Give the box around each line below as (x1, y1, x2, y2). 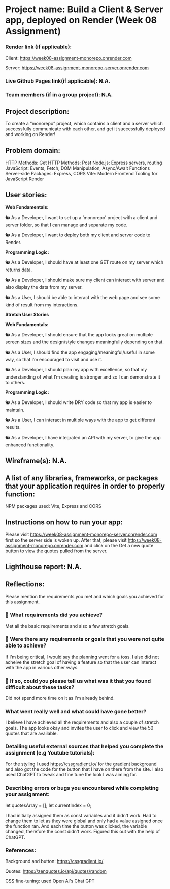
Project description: (5, 107, 70, 116)
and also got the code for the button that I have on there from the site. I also (5, 766, 164, 772)
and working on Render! (5, 131, 56, 138)
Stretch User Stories (5, 311, 49, 317)
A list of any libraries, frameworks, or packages (5, 474, 158, 482)
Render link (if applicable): (5, 43, 72, 50)
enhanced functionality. (5, 442, 55, 448)
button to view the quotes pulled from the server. (5, 548, 108, 554)
